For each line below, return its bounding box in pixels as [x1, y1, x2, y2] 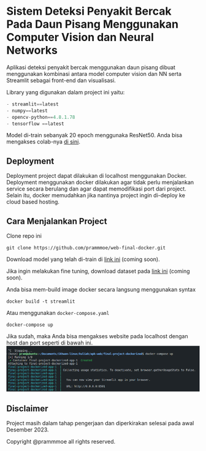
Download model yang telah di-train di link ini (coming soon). [6, 256, 161, 263]
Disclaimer [6, 403, 48, 414]
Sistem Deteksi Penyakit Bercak [6, 4, 172, 18]
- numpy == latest [6, 107, 48, 114]
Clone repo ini [6, 232, 42, 240]
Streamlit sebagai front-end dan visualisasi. [6, 77, 116, 84]
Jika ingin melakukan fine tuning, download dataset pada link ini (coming [6, 268, 190, 275]
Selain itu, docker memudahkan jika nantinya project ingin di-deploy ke [6, 192, 186, 199]
